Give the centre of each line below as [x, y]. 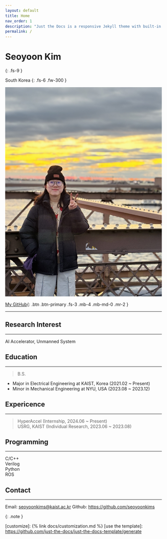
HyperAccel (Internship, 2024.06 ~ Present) [62, 421]
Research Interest [33, 325]
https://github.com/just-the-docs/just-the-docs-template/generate [73, 532]
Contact [18, 490]
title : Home [17, 16]
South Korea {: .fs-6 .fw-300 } [36, 80]
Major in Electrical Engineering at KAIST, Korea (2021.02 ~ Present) [81, 383]
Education [21, 357]
